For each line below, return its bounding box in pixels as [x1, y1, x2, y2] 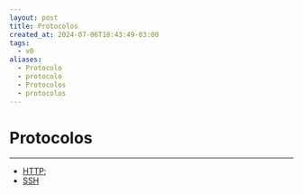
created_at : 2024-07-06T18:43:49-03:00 [9, 30, 160, 39]
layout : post [9, 13, 59, 23]
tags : [9, 38, 30, 48]
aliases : [9, 55, 42, 64]
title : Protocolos [9, 22, 78, 31]
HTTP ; [22, 166, 47, 177]
